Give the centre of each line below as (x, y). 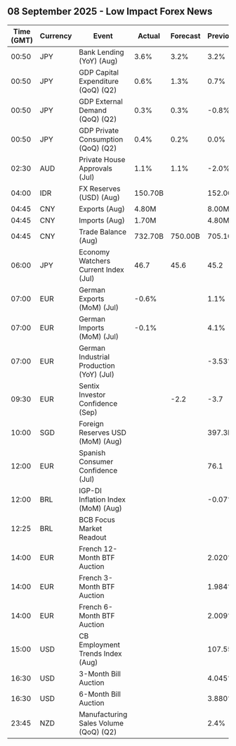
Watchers (94, 261)
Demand (93, 110)
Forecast (185, 36)
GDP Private (99, 130)
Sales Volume (101, 723)
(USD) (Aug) (99, 197)
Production (97, 366)
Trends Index (100, 653)
